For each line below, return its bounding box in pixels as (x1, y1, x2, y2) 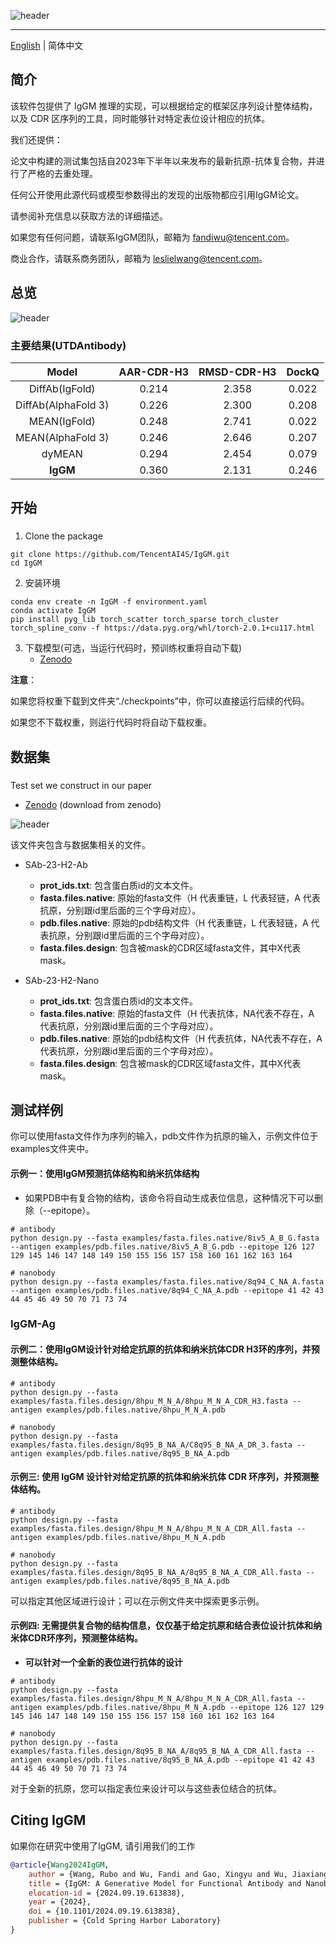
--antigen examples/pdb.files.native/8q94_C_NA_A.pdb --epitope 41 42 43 (10, 1285, 325, 1295)
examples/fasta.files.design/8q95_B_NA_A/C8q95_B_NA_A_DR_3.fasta (10, 1440, 293, 1450)
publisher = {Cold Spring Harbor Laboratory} (28, 1916, 222, 1926)
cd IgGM (10, 558, 43, 569)
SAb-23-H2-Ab (24, 858, 88, 870)
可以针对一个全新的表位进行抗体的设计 (24, 1656, 183, 1669)
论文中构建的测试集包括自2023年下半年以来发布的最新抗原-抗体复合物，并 (10, 155, 317, 167)
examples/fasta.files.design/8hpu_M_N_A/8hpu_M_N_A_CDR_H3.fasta (10, 1396, 288, 1406)
